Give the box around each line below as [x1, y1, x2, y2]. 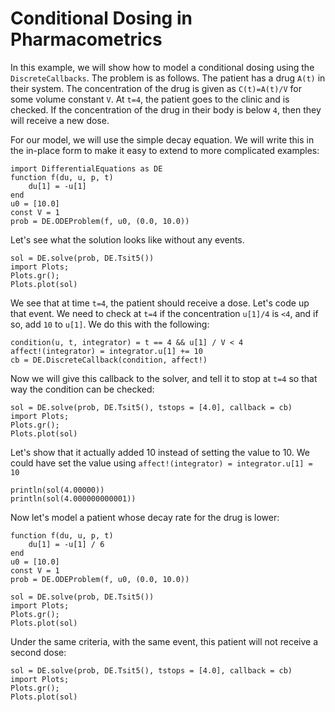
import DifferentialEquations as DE [10, 163, 163, 174]
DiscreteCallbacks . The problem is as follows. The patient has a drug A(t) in [10, 72, 326, 84]
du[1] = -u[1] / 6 [28, 539, 105, 549]
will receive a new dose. [10, 114, 110, 126]
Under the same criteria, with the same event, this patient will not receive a [10, 635, 319, 647]
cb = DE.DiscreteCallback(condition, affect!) [10, 355, 208, 365]
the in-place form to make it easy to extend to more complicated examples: [10, 144, 320, 156]
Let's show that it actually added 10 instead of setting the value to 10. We [10, 446, 311, 458]
